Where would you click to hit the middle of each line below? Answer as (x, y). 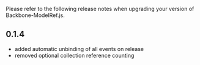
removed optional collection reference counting (74, 55)
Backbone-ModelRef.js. (35, 15)
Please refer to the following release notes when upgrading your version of (100, 9)
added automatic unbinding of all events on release (79, 49)
